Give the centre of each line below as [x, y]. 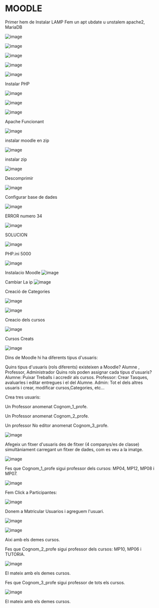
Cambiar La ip [19, 282]
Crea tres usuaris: [23, 397]
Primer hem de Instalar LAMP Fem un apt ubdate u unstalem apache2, [75, 22]
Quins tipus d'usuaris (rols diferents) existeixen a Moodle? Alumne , [72, 367]
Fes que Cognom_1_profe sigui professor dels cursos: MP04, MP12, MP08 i [80, 468]
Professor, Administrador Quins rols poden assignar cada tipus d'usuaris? [79, 372]
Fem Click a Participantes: [31, 492]
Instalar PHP [17, 84]
